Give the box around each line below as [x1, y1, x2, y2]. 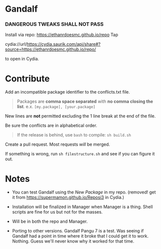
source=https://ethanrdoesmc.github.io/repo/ [5, 46, 96, 52]
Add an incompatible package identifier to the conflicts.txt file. [5, 89, 130, 95]
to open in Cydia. [5, 56, 39, 62]
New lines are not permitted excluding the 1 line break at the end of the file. [5, 113, 156, 119]
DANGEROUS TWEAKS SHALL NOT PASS [5, 21, 104, 28]
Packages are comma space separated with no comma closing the [17, 98, 153, 104]
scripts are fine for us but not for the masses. [12, 209, 103, 215]
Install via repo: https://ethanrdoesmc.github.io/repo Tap [5, 32, 118, 38]
